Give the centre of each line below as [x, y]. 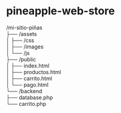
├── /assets [22, 33]
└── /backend [24, 91]
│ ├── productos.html [34, 72]
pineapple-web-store [60, 11]
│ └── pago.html [28, 84]
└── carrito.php [26, 103]
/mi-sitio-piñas [25, 28]
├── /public [21, 59]
